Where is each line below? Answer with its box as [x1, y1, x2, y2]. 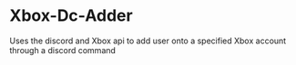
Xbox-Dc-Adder [9, 5, 134, 26]
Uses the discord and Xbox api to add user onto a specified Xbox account [9, 35, 287, 46]
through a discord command [9, 44, 117, 55]
